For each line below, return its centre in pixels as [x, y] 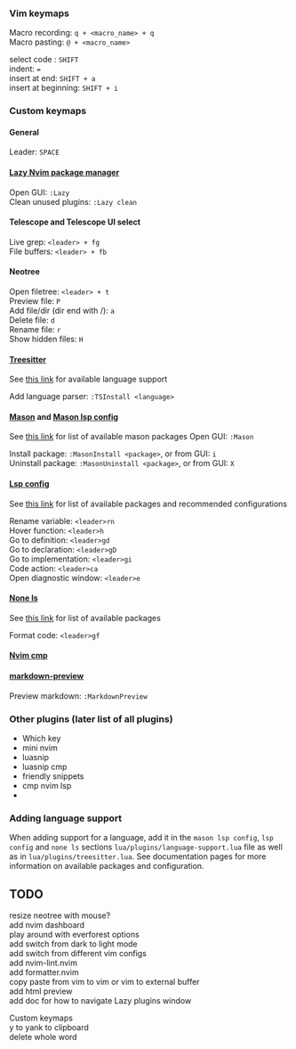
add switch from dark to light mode [73, 944]
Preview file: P [35, 301]
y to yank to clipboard [49, 1028]
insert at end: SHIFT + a [52, 78]
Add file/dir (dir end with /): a [62, 311]
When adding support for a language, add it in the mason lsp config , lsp [141, 838]
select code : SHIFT [44, 60]
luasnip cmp [44, 766]
